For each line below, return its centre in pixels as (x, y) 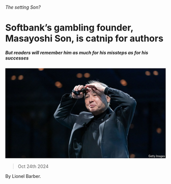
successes (17, 58)
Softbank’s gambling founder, (69, 27)
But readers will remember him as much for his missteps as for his (77, 53)
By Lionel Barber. (23, 176)
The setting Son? (23, 7)
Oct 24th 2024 (33, 166)
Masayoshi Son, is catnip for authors (84, 38)
